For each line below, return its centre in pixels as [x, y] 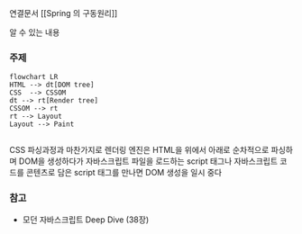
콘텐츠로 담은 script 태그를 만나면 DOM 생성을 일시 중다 [124, 173]
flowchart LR [34, 77]
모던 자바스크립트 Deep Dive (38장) [86, 220]
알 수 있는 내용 [35, 32]
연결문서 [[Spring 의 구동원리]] [64, 13]
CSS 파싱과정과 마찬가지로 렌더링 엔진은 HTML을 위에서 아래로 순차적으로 [139, 150]
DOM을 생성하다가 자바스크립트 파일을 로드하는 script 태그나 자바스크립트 [148, 161]
